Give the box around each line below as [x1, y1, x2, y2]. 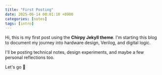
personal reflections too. [5, 55, 55, 61]
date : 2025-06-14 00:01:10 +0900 [5, 12, 74, 17]
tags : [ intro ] [5, 21, 34, 26]
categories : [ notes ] [5, 16, 48, 21]
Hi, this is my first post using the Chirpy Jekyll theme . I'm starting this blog [5, 35, 157, 40]
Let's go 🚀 [5, 64, 26, 70]
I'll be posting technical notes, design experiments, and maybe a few [5, 49, 144, 55]
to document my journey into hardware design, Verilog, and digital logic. [5, 40, 151, 46]
